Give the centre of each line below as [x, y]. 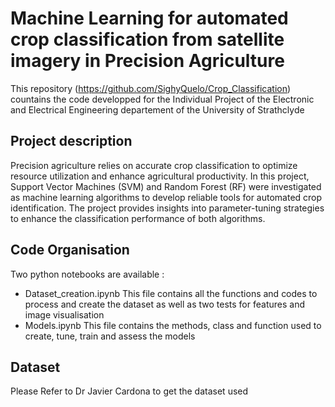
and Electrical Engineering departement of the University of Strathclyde [157, 109]
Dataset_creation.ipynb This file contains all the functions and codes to [171, 293]
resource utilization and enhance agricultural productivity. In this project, [160, 176]
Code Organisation [70, 250]
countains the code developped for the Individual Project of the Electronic [162, 99]
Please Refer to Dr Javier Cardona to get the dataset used [129, 391]
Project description [71, 141]
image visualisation [64, 314]
